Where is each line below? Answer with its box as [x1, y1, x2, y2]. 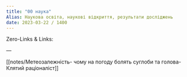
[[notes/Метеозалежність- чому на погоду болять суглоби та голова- [6, 58, 182, 65]
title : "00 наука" [6, 8, 51, 15]
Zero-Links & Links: [6, 36, 54, 43]
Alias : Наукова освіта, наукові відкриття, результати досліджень [6, 14, 173, 20]
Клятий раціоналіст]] [6, 65, 59, 72]
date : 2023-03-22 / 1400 [6, 19, 67, 25]
